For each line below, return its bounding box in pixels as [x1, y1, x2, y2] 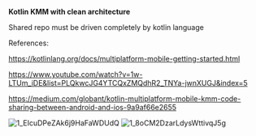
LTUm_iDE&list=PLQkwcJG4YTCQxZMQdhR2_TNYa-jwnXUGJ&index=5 [8, 79, 248, 87]
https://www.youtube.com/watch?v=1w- [8, 70, 143, 79]
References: [8, 38, 49, 48]
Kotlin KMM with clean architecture [8, 7, 131, 16]
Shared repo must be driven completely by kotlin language [8, 23, 205, 32]
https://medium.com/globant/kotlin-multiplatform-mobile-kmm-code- [8, 94, 241, 104]
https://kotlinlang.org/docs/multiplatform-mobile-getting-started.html [8, 54, 241, 63]
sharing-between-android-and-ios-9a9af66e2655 [8, 103, 177, 112]
